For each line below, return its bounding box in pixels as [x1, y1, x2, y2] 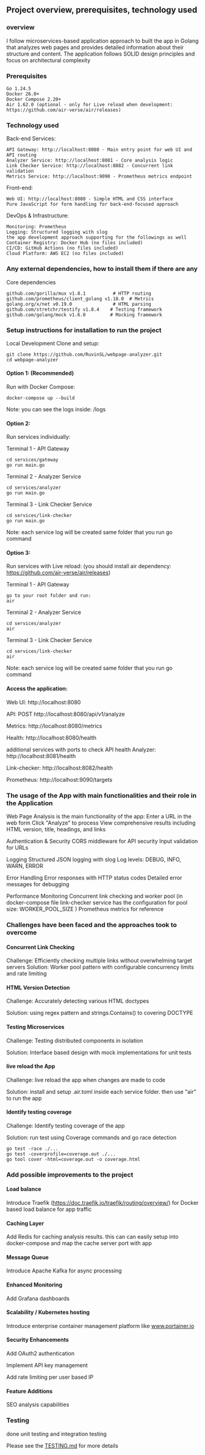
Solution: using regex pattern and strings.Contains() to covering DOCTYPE [6, 1009, 193, 1017]
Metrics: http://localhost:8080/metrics [6, 722, 103, 729]
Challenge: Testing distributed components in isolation [6, 1037, 143, 1044]
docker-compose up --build [6, 395, 75, 402]
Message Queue [6, 1254, 49, 1261]
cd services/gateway [6, 457, 59, 463]
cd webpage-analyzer [6, 356, 59, 363]
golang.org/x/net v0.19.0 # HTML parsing [6, 301, 151, 307]
